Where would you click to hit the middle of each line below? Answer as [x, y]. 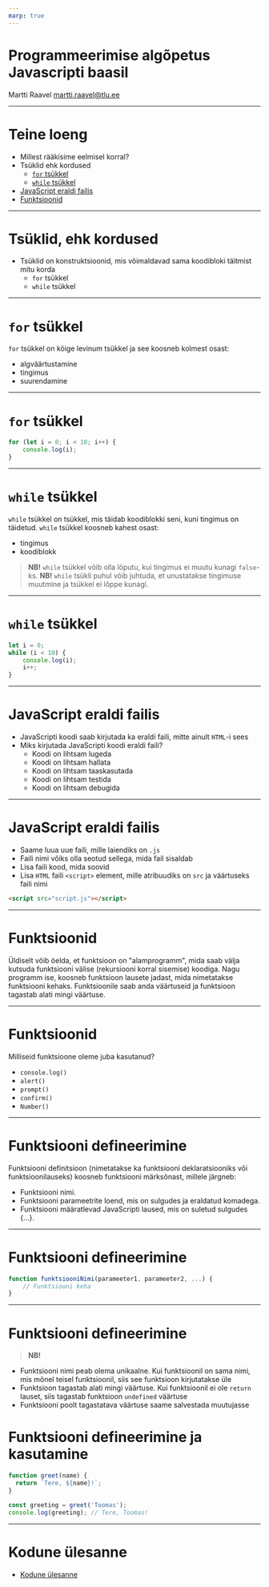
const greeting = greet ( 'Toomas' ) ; [68, 1505]
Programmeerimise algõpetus [109, 55]
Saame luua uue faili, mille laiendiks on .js [90, 850]
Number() [34, 1107]
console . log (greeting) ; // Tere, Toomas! [78, 1513]
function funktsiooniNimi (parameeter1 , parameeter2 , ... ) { [111, 1279]
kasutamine [48, 1454]
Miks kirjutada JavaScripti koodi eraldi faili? [91, 745]
